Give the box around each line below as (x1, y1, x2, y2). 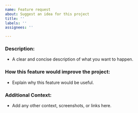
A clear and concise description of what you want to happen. (12, 56, 134, 62)
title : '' (5, 16, 25, 21)
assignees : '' (5, 25, 34, 30)
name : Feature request (5, 7, 51, 12)
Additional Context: (5, 92, 52, 98)
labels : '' (5, 20, 27, 26)
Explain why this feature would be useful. (12, 80, 94, 85)
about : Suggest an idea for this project (5, 12, 90, 16)
